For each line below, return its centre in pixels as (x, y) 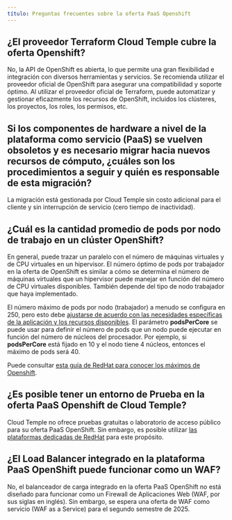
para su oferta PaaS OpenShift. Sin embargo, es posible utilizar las (102, 429)
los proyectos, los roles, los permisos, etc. (68, 107)
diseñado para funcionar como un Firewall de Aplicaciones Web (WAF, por (114, 494)
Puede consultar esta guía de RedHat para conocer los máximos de (103, 365)
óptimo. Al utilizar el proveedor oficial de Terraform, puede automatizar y (111, 92)
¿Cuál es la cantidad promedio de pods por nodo (114, 229)
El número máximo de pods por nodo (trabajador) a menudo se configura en (116, 307)
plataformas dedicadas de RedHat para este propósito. (86, 437)
